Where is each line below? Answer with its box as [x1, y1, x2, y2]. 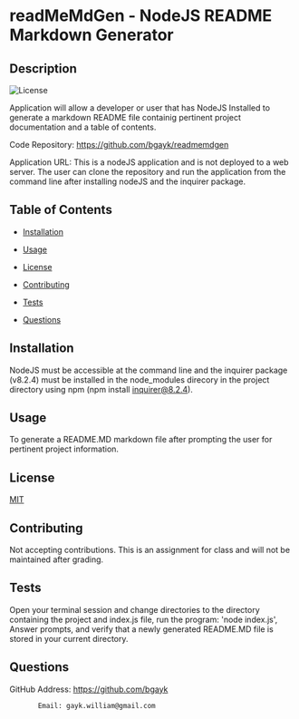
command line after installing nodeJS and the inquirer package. [9, 176, 246, 187]
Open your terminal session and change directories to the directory [9, 604, 260, 615]
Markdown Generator [9, 24, 174, 45]
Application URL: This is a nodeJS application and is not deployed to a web [9, 157, 289, 168]
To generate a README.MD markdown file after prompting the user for [9, 434, 273, 445]
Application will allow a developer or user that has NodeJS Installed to [9, 102, 270, 113]
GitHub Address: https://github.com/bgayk [9, 684, 169, 695]
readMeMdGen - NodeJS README [9, 5, 273, 26]
